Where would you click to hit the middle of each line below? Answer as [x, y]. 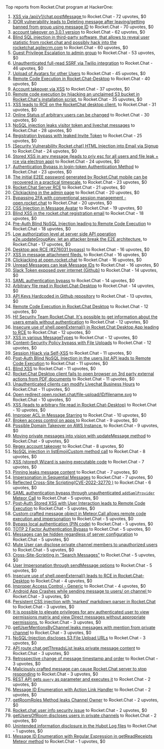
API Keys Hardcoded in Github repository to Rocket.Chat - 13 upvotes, [82, 296]
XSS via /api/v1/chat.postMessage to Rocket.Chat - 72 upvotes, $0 [79, 16]
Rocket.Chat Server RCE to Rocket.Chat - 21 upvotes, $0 [69, 187]
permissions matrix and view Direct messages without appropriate [79, 617]
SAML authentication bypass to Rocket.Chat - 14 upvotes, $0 [74, 280]
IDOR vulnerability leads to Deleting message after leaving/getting [79, 22]
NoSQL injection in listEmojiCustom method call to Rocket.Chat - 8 [79, 451]
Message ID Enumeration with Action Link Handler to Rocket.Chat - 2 [82, 690]
